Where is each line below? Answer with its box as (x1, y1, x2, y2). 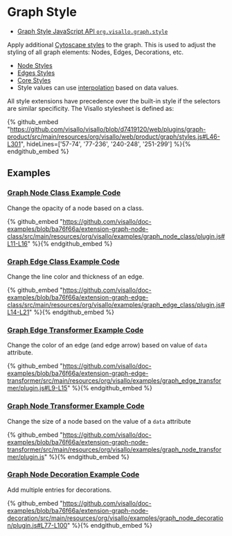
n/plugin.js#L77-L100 (7, 521, 68, 529)
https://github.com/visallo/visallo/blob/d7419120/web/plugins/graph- (10, 125, 206, 133)
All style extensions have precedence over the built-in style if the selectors (7, 96, 221, 105)
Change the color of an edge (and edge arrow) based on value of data (7, 341, 208, 349)
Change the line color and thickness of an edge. (7, 272, 144, 281)
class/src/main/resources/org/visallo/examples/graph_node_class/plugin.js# (7, 232, 225, 240)
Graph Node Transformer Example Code (7, 401, 145, 411)
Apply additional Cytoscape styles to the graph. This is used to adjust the (7, 40, 216, 49)
